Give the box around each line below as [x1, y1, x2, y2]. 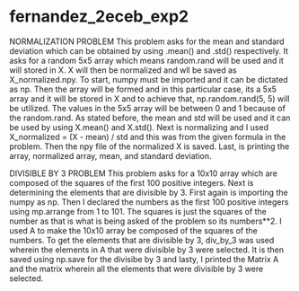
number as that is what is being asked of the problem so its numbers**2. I [9, 216, 283, 226]
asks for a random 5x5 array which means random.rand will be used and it [9, 55, 285, 66]
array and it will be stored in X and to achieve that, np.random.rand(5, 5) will [9, 93, 290, 104]
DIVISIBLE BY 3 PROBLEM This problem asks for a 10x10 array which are [9, 168, 278, 179]
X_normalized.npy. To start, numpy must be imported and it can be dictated [9, 74, 289, 84]
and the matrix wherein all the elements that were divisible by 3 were [9, 263, 264, 274]
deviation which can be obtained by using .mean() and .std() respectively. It [9, 45, 289, 56]
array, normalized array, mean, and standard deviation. [9, 150, 212, 161]
